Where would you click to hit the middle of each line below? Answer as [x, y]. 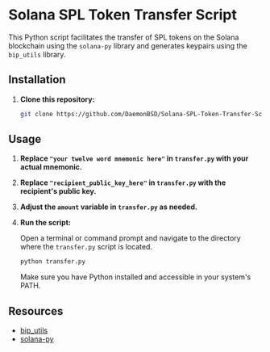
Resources [36, 311]
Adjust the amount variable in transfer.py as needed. [108, 207]
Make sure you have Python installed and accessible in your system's [135, 277]
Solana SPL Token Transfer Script [123, 15]
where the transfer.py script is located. [86, 247]
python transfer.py [53, 262]
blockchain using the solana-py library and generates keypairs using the [128, 45]
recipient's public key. [58, 191]
